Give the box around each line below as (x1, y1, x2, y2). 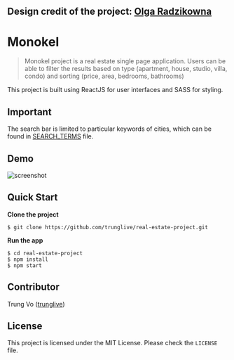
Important (7, 105, 52, 118)
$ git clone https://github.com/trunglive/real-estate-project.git (7, 224, 209, 231)
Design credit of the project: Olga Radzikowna (7, 6, 212, 18)
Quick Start (7, 191, 58, 203)
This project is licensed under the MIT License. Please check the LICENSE (7, 339, 218, 347)
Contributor (7, 281, 60, 293)
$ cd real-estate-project (7, 250, 83, 257)
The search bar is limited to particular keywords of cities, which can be (7, 124, 212, 133)
